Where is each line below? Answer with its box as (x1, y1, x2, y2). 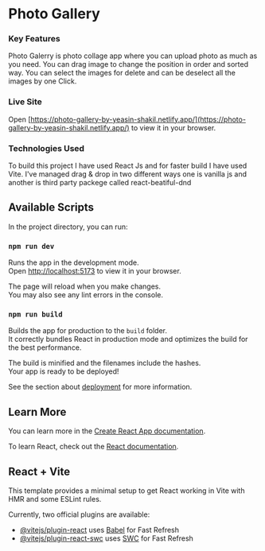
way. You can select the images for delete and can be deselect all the (8, 68, 236, 78)
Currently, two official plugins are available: (8, 510, 150, 519)
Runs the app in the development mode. (8, 258, 139, 267)
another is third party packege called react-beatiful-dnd (8, 178, 192, 188)
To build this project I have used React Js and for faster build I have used (8, 161, 247, 171)
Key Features (8, 33, 61, 45)
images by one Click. (8, 76, 77, 86)
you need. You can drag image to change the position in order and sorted (8, 60, 249, 69)
